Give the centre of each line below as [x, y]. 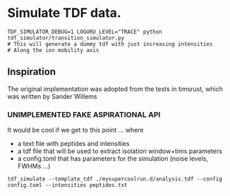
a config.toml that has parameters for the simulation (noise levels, [113, 159]
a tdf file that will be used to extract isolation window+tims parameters [120, 151]
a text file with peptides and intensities [73, 144]
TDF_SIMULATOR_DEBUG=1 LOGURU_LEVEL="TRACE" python [85, 32]
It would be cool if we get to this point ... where [75, 130]
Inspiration [32, 72]
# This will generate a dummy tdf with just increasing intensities [110, 44]
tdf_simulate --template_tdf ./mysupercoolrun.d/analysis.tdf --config [115, 179]
